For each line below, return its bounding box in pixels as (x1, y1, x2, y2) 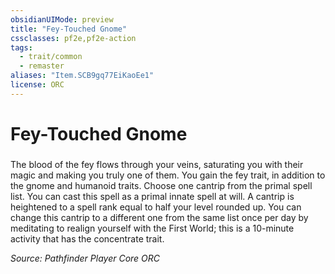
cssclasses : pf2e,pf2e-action (10, 33, 137, 43)
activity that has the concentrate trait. (10, 232, 165, 245)
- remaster (19, 61, 65, 71)
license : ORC (10, 80, 65, 90)
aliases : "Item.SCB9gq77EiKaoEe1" (10, 71, 155, 81)
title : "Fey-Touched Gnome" (10, 24, 128, 34)
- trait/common (19, 52, 83, 62)
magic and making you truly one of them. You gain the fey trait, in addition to (10, 169, 326, 181)
